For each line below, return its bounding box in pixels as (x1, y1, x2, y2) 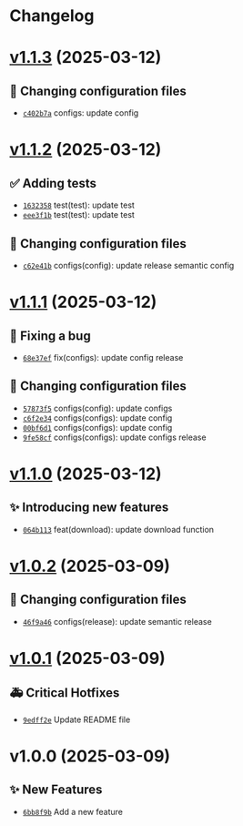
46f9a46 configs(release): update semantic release (22, 616, 212, 627)
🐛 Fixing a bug (9, 328, 91, 343)
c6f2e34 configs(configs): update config (22, 412, 173, 423)
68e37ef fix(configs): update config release (22, 352, 184, 362)
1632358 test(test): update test (22, 199, 135, 210)
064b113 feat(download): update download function (22, 524, 215, 535)
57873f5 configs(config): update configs (22, 403, 173, 413)
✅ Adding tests (9, 175, 97, 191)
